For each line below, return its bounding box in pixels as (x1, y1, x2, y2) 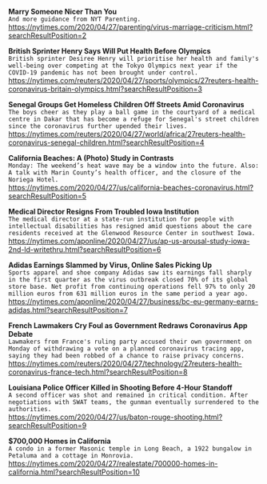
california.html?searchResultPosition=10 (8, 467, 140, 477)
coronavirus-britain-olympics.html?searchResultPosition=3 (8, 84, 202, 94)
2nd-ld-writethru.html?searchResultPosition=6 (8, 245, 161, 254)
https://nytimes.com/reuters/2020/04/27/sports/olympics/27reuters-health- (8, 76, 259, 85)
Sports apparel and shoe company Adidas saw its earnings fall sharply (8, 269, 252, 277)
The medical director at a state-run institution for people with (8, 215, 234, 223)
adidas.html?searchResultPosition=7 (8, 306, 128, 314)
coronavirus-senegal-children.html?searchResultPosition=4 (8, 138, 205, 147)
